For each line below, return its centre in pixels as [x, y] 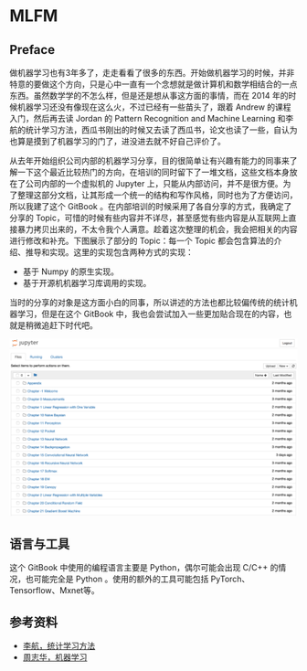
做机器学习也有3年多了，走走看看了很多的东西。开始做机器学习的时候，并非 [152, 73]
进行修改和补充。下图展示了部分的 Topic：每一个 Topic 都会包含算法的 [142, 240]
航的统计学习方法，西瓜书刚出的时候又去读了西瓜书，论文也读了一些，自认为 [153, 130]
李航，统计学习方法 [59, 646]
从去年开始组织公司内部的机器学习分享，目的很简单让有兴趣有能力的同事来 [149, 160]
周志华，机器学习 [55, 657]
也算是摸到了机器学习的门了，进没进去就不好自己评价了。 [117, 141]
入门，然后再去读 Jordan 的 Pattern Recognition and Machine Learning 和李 [152, 118]
